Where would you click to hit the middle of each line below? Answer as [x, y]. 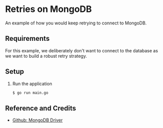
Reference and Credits [41, 108]
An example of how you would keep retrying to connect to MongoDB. [76, 23]
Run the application [32, 84]
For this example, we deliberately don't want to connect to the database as [81, 50]
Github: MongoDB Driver [38, 120]
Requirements [27, 39]
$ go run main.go [30, 93]
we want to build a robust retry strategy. [46, 56]
